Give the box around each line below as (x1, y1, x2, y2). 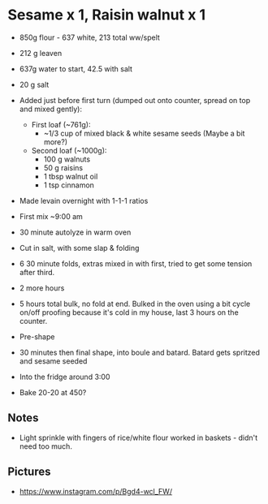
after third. (19, 267, 55, 277)
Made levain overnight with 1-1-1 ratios (19, 196, 149, 205)
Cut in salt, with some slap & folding (19, 243, 140, 252)
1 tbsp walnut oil (43, 171, 98, 181)
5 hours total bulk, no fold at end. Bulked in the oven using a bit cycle (19, 299, 251, 308)
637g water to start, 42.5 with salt (19, 63, 133, 74)
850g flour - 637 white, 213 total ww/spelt (19, 32, 160, 42)
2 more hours (19, 282, 65, 293)
